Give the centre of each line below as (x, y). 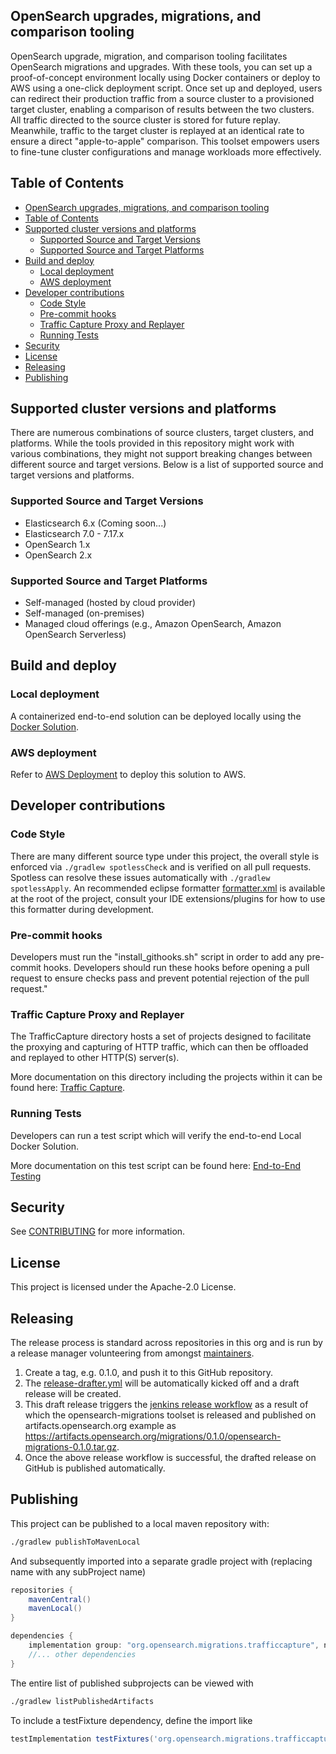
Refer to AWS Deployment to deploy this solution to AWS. (128, 775)
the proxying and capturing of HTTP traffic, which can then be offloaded (159, 1047)
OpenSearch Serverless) (75, 635)
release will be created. (73, 1394)
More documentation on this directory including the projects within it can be (166, 1077)
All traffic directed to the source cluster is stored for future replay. (145, 120)
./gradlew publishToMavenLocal (75, 1542)
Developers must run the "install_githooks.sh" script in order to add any (157, 957)
